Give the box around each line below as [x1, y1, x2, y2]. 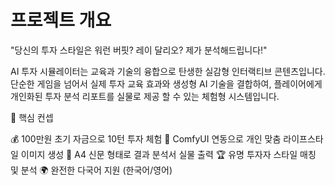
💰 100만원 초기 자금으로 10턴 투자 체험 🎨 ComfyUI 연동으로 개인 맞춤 [10, 132, 282, 145]
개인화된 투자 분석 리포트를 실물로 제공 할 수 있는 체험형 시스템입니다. [10, 90, 280, 102]
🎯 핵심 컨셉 [10, 111, 54, 123]
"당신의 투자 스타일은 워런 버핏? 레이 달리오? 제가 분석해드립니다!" [10, 44, 268, 56]
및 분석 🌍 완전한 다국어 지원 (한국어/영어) [10, 164, 173, 176]
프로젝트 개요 [10, 9, 112, 32]
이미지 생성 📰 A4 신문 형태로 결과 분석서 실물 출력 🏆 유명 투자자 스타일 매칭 [20, 148, 317, 160]
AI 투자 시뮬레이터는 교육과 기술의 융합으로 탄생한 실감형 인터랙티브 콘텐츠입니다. [10, 65, 326, 77]
